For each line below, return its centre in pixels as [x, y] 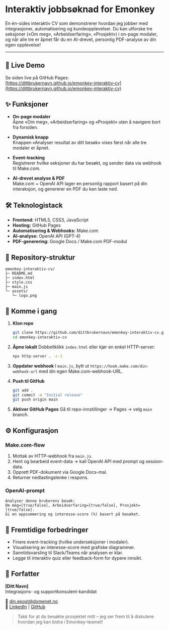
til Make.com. [26, 168]
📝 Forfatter [22, 574]
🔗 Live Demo [25, 65]
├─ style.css [19, 282]
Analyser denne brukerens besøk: [40, 501]
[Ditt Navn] [17, 586]
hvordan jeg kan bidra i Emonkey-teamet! [60, 622]
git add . [23, 390]
